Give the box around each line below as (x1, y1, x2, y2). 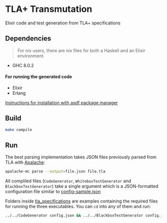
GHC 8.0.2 (12, 62, 34, 68)
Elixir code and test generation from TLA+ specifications (5, 20, 121, 26)
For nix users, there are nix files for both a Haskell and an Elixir (17, 47, 146, 53)
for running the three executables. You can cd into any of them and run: (5, 204, 151, 210)
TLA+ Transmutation (5, 3, 92, 15)
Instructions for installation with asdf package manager (5, 99, 118, 105)
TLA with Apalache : (5, 159, 46, 165)
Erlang (12, 90, 26, 96)
